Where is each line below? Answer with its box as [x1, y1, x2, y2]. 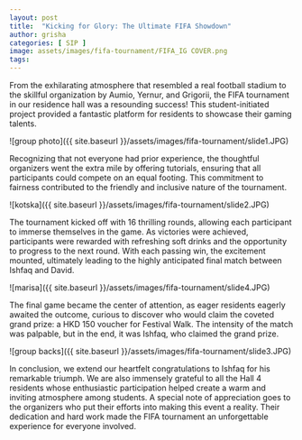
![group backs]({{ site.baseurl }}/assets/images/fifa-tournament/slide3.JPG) [9, 346, 292, 356]
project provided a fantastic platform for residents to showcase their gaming [9, 109, 292, 119]
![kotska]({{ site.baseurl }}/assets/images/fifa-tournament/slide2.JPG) [9, 199, 270, 210]
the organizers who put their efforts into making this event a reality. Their [9, 402, 280, 412]
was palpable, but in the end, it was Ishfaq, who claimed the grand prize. [9, 328, 279, 339]
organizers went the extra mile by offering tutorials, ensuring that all [9, 163, 261, 173]
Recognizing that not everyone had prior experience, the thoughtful [9, 153, 260, 163]
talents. [9, 118, 38, 129]
